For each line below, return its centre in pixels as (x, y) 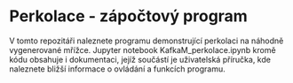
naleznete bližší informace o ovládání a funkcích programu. (118, 69)
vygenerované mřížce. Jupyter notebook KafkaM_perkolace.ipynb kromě (143, 49)
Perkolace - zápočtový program (129, 16)
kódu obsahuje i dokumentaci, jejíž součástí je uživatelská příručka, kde (140, 59)
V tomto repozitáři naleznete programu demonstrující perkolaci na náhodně (146, 41)
